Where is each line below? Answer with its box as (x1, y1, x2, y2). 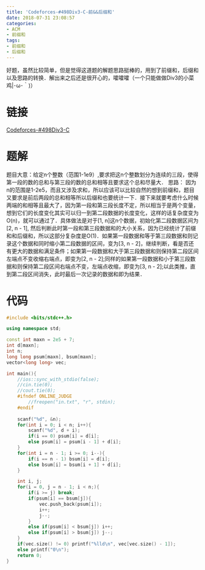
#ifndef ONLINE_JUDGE (17, 393, 72, 400)
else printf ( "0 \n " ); (17, 546, 70, 553)
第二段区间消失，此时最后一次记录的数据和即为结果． (11, 270, 145, 277)
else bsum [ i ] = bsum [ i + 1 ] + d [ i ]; (28, 462, 121, 468)
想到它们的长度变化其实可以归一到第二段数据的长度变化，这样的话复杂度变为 (6, 209, 199, 216)
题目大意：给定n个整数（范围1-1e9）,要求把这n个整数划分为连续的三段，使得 (6, 171, 199, 178)
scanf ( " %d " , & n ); (17, 416, 62, 422)
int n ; (6, 348, 23, 354)
